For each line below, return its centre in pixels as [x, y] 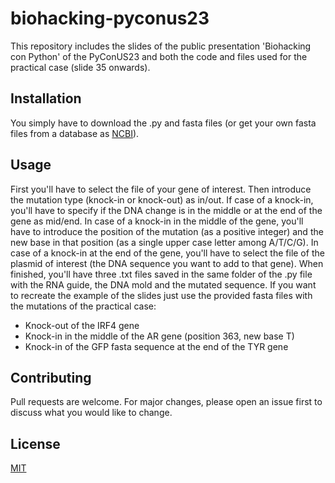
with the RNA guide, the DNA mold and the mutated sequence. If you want [163, 284]
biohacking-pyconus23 [110, 18]
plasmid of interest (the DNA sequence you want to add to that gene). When [167, 263]
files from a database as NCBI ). [75, 133]
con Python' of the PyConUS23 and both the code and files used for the [159, 56]
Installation [46, 98]
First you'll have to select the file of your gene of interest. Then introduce [161, 189]
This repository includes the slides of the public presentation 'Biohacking [161, 46]
